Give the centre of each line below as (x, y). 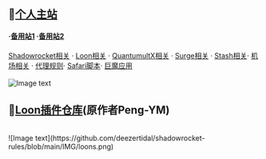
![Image (21, 138)
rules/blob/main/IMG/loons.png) (61, 147)
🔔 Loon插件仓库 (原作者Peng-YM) (89, 110)
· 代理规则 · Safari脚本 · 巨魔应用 (82, 66)
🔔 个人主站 (33, 14)
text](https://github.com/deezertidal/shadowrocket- (120, 138)
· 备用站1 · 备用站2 (36, 36)
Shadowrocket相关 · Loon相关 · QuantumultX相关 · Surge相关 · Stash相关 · (129, 55)
